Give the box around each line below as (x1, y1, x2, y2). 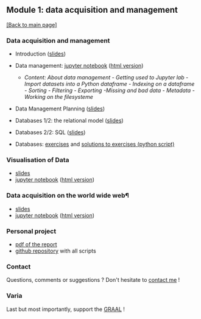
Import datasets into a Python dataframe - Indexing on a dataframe (24, 81, 195, 88)
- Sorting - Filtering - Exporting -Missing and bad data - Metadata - (24, 87, 195, 94)
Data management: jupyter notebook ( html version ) (15, 62, 144, 70)
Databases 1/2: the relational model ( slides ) (15, 117, 124, 124)
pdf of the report (15, 241, 57, 248)
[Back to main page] (6, 21, 57, 28)
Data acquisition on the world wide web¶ (6, 192, 129, 200)
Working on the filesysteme (24, 93, 93, 101)
